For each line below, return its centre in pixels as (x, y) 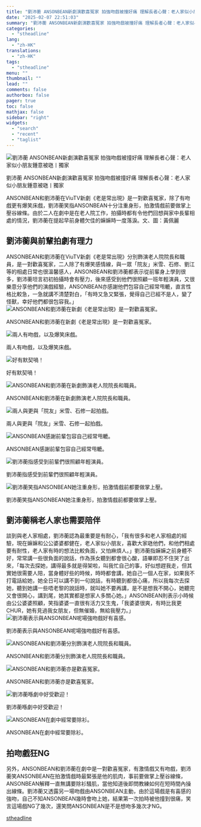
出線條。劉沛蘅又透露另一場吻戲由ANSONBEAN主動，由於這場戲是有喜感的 (99, 791)
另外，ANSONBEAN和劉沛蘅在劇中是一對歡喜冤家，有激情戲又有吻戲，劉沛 (99, 769)
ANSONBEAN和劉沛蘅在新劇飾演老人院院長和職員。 (70, 398)
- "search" (25, 129)
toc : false (20, 106)
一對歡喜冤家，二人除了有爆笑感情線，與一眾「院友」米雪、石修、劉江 (108, 264)
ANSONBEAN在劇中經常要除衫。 (46, 732)
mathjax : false (25, 112)
